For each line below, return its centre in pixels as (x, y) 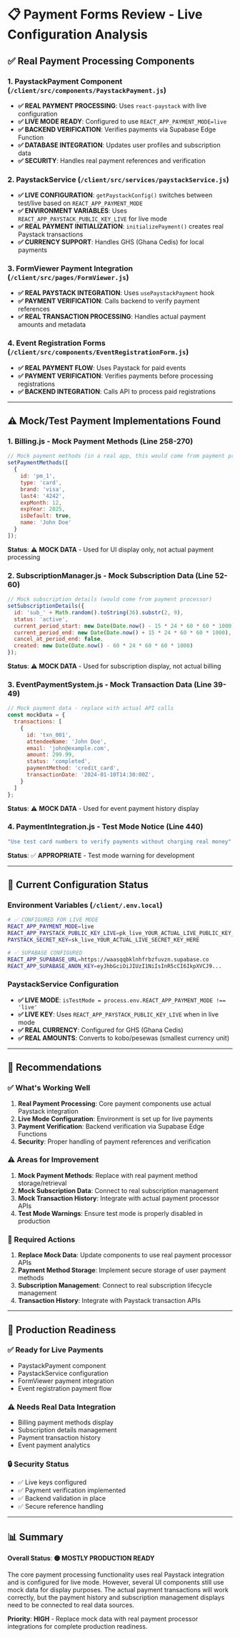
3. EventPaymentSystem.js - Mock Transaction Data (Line (110, 684)
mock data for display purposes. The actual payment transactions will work (118, 1590)
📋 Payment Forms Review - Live (105, 15)
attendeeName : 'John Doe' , (66, 741)
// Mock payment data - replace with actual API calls (91, 709)
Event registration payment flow (65, 1388)
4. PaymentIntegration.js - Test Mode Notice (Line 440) (105, 827)
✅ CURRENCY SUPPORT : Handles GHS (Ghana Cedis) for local (111, 242)
